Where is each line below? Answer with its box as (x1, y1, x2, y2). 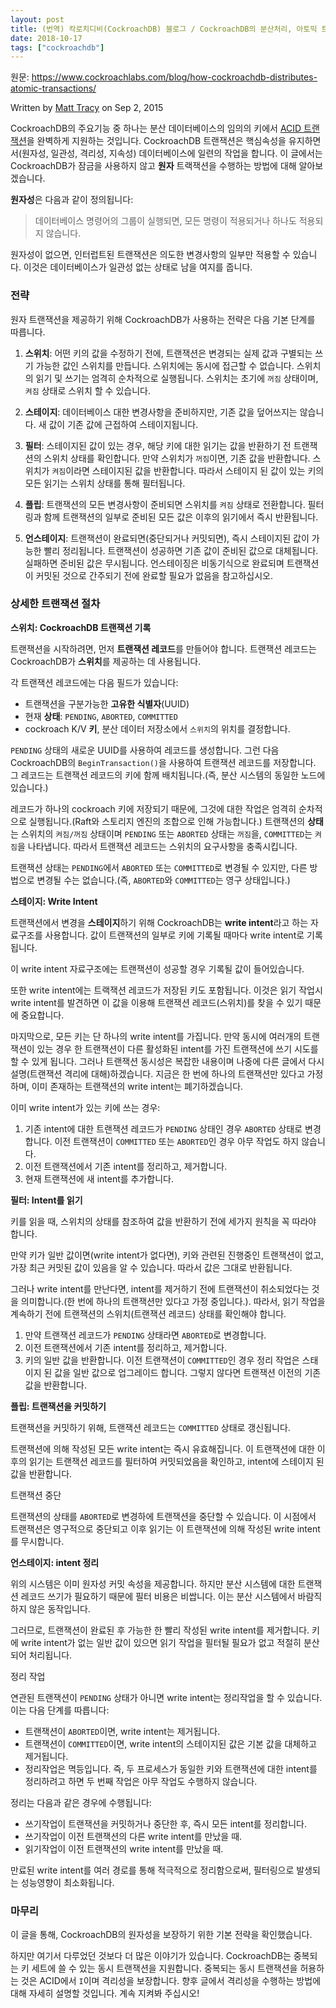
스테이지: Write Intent (10, 895, 98, 907)
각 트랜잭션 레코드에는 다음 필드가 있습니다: (10, 676, 179, 688)
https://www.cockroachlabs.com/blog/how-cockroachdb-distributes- (31, 71, 318, 83)
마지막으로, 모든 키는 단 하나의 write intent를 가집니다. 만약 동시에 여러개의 (10, 1030, 302, 1042)
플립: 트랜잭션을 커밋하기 (10, 1400, 107, 1412)
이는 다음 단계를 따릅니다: (10, 1704, 110, 1716)
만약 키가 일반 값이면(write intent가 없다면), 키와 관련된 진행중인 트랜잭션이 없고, (10, 1249, 325, 1261)
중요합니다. (20, 1009, 65, 1021)
